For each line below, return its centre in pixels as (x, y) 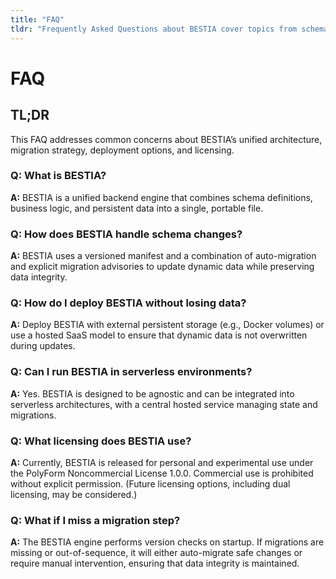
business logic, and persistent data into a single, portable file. (137, 208)
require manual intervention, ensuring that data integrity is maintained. (155, 563)
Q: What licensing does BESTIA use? (101, 441)
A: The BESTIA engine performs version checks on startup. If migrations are (167, 542)
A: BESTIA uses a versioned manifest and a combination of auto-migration (163, 256)
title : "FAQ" (37, 19)
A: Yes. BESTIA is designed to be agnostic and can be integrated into (152, 393)
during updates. (43, 346)
